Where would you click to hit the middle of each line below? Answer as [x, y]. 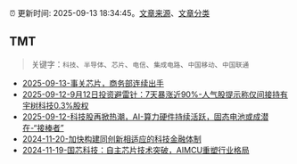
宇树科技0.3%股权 [55, 105]
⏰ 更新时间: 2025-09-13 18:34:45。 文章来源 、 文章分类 [110, 13]
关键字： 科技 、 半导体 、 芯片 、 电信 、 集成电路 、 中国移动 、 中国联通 [140, 64]
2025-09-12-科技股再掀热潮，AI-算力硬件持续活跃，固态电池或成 [141, 116]
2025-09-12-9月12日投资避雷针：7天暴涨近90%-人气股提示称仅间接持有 [155, 94]
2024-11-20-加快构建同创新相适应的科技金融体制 [112, 139]
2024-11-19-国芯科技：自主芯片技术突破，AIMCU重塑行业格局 [136, 150]
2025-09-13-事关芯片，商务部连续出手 [93, 83]
